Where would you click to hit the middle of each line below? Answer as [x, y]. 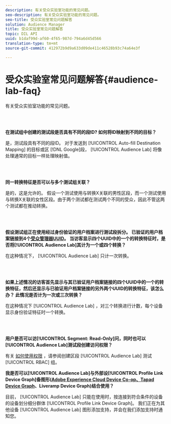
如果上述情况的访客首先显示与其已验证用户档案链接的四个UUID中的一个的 [82, 282]
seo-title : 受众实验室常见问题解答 [39, 19]
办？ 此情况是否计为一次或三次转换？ [44, 295]
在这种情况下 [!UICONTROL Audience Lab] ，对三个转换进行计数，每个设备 [84, 306]
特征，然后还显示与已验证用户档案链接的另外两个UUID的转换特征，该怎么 [87, 288]
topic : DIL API [21, 34]
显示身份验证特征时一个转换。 [36, 312]
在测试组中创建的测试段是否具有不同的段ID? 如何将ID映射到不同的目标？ [81, 132]
